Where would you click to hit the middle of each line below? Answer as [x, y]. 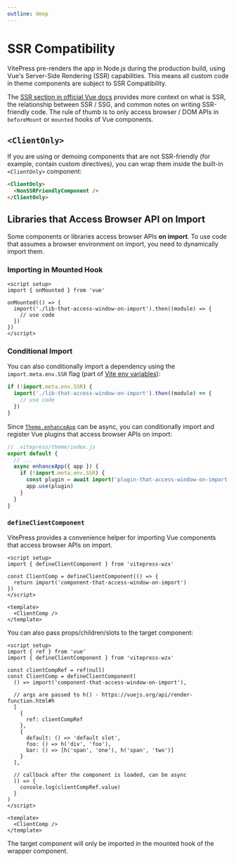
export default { [33, 454]
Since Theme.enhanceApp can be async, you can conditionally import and [111, 426]
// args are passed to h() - [56, 694]
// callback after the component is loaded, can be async [100, 775]
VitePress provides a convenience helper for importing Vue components [112, 537]
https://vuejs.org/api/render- [147, 694]
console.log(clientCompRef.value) [70, 787]
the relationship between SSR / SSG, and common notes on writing [104, 104]
